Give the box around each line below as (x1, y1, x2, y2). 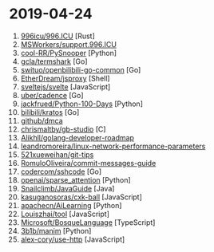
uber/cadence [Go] (20, 90, 84, 100)
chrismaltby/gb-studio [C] (20, 124, 106, 134)
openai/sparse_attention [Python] (20, 175, 131, 184)
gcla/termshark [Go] (20, 57, 88, 66)
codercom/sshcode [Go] (20, 167, 102, 176)
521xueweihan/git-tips (20, 149, 94, 159)
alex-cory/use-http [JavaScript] (20, 234, 125, 244)
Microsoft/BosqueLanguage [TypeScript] (20, 217, 156, 227)
